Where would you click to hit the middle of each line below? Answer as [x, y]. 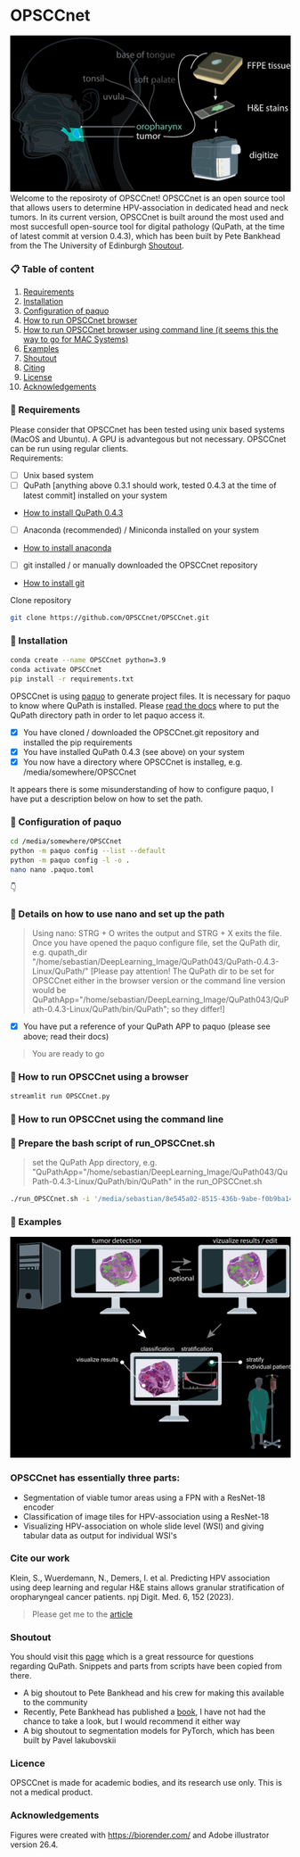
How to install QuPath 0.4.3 [73, 512]
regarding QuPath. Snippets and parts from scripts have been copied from [146, 1666]
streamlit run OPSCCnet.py [60, 1097]
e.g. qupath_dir [60, 952]
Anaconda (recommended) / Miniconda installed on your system [141, 530]
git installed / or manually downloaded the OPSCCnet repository [140, 565]
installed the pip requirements [77, 742]
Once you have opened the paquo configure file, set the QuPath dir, [156, 942]
